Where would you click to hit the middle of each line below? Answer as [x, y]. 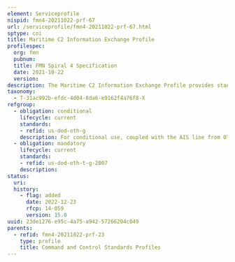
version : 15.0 [47, 215]
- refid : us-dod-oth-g [53, 131]
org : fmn [26, 53]
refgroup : [22, 105]
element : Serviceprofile [43, 14]
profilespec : [26, 46]
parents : [20, 228]
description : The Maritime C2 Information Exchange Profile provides [111, 85]
